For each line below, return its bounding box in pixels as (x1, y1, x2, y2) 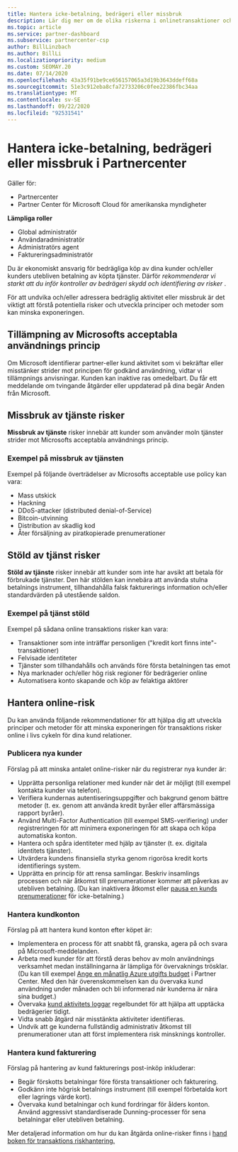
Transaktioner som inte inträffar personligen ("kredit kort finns (17, 638, 199, 647)
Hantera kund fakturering (7, 1048, 97, 1057)
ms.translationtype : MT (7, 90, 78, 97)
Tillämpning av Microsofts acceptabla (7, 328, 178, 341)
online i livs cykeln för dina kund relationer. (7, 731, 132, 739)
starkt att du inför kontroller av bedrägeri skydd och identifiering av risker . (7, 279, 227, 288)
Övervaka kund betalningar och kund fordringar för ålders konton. (17, 1100, 210, 1109)
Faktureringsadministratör (17, 250, 93, 259)
